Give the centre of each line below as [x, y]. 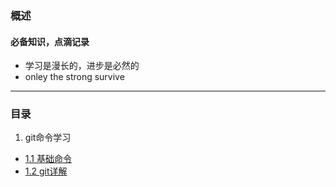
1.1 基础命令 [48, 159]
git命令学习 [48, 138]
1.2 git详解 [46, 171]
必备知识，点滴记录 [50, 41]
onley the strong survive [74, 77]
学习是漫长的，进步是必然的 [82, 66]
